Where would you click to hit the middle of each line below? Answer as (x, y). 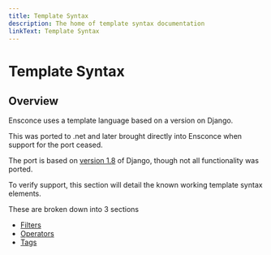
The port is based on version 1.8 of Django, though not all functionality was (134, 161)
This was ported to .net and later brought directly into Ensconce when (125, 136)
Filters (31, 225)
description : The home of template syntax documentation (107, 24)
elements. (25, 194)
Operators (37, 234)
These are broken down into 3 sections (74, 210)
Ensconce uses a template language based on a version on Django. (121, 121)
